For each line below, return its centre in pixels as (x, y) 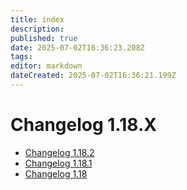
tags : (21, 57)
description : (37, 29)
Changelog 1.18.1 (58, 163)
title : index (37, 19)
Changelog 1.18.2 (59, 152)
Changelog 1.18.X (83, 125)
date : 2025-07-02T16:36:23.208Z (77, 47)
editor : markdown (46, 66)
